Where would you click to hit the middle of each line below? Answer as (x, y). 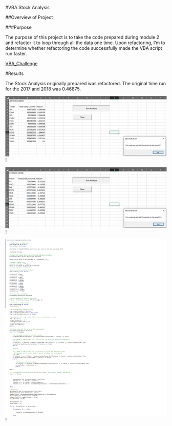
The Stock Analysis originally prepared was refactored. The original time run (86, 83)
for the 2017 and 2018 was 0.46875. (43, 89)
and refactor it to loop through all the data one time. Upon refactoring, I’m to (85, 43)
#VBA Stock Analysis (28, 7)
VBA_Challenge (21, 63)
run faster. (16, 54)
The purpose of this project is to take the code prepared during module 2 (82, 37)
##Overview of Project (29, 17)
